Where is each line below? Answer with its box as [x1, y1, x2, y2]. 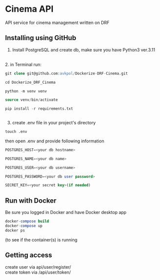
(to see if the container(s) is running [5, 236, 77, 243]
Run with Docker [5, 196, 57, 205]
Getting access [5, 251, 52, 259]
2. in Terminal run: [5, 61, 42, 67]
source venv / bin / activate [5, 97, 58, 102]
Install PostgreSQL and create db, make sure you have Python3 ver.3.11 [12, 47, 156, 52]
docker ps [5, 228, 25, 233]
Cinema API [5, 3, 54, 15]
